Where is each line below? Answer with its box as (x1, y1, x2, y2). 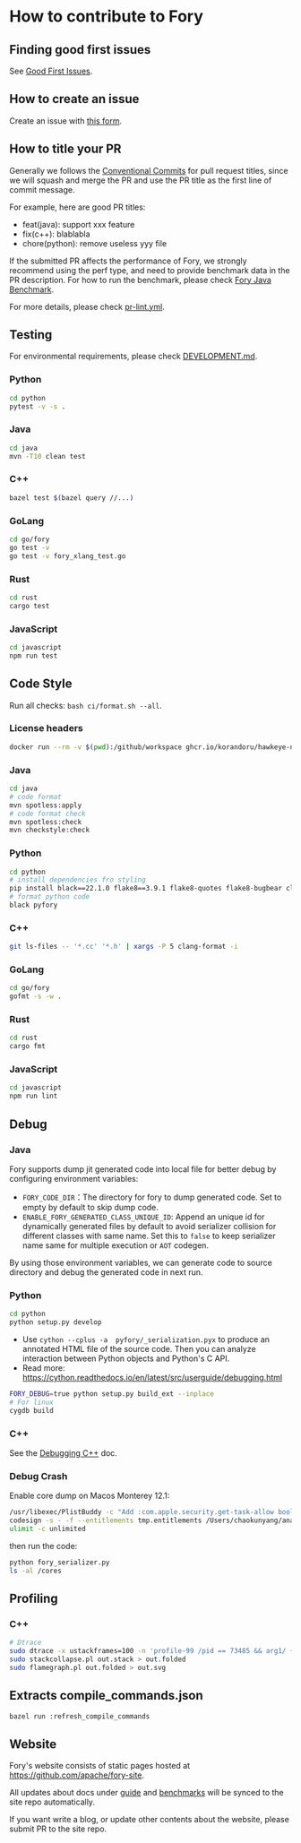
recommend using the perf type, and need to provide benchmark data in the (9, 264, 290, 275)
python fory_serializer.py (9, 1557, 110, 1567)
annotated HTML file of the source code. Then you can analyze (21, 1343, 257, 1354)
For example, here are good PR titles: (9, 202, 146, 212)
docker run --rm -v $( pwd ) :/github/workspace (9, 742, 182, 752)
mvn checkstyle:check (9, 826, 90, 835)
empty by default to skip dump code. (21, 1201, 159, 1212)
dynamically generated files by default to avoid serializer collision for (21, 1220, 277, 1231)
